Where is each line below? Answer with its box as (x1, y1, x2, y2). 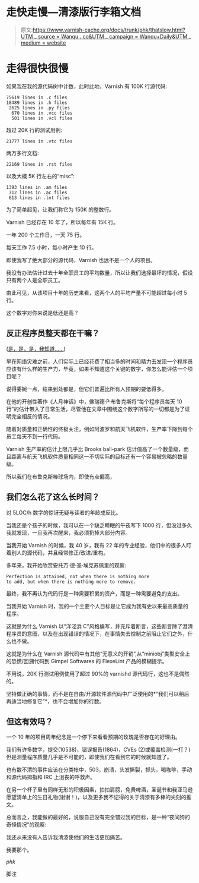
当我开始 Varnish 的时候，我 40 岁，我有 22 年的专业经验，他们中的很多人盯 (6, 541, 192, 548)
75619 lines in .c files (6, 94, 68, 100)
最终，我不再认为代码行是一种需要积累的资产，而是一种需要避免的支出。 (6, 589, 182, 597)
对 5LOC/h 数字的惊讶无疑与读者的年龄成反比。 (6, 509, 121, 516)
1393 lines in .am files (6, 184, 68, 190)
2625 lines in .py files (8, 105, 70, 111)
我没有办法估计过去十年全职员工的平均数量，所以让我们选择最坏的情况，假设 (6, 269, 193, 276)
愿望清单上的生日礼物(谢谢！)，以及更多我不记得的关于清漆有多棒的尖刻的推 (6, 794, 192, 801)
